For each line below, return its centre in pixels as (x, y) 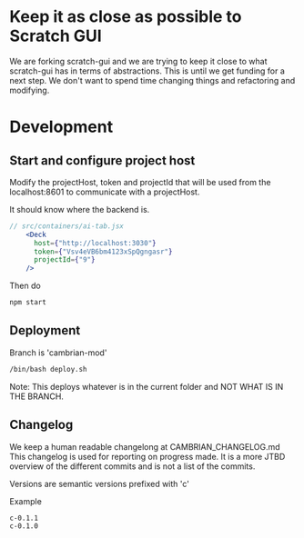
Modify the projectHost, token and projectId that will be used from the (140, 182)
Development (61, 127)
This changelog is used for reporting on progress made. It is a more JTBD (147, 456)
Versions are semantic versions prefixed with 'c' (99, 483)
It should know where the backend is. (80, 209)
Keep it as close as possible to (126, 17)
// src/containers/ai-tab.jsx (67, 226)
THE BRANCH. (36, 396)
